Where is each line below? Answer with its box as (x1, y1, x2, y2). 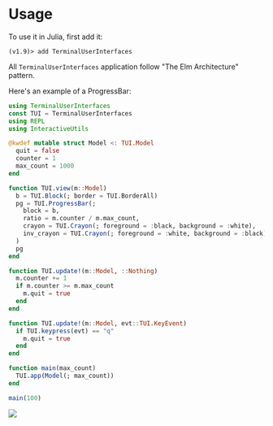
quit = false (15, 147, 60, 155)
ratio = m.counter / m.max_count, (23, 215, 140, 223)
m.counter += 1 (15, 274, 67, 283)
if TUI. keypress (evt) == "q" (15, 327, 115, 335)
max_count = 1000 (15, 162, 75, 171)
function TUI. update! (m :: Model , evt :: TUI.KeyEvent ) (8, 319, 187, 328)
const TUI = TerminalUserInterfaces (8, 109, 132, 118)
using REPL (8, 117, 45, 125)
